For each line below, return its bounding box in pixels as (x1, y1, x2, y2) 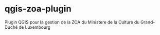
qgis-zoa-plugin (4, 3, 71, 14)
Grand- (140, 19, 155, 25)
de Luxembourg (18, 24, 51, 30)
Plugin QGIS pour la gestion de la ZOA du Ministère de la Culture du (4, 19, 140, 25)
